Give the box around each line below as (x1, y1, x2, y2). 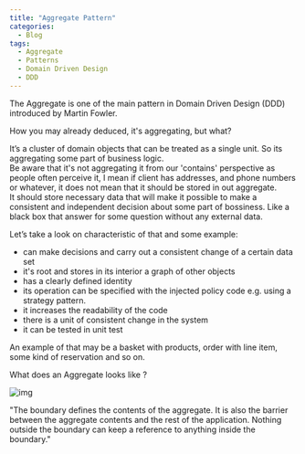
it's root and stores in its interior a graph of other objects (22, 266, 236, 277)
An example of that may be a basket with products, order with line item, (9, 342, 279, 353)
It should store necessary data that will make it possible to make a (9, 191, 258, 202)
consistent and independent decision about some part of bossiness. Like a (9, 201, 290, 212)
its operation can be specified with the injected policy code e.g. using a (22, 285, 292, 296)
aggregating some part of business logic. (9, 153, 164, 164)
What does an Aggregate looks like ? (9, 369, 148, 380)
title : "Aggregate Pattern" (9, 13, 117, 23)
